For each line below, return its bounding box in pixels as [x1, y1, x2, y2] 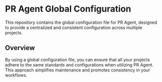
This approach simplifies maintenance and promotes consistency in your [5, 67, 150, 73]
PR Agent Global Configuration [5, 3, 131, 15]
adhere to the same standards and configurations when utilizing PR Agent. [5, 62, 154, 67]
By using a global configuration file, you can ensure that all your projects [5, 57, 150, 63]
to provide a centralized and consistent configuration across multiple [5, 24, 143, 30]
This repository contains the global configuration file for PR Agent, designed [5, 19, 157, 25]
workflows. [5, 72, 28, 78]
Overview [5, 44, 35, 52]
